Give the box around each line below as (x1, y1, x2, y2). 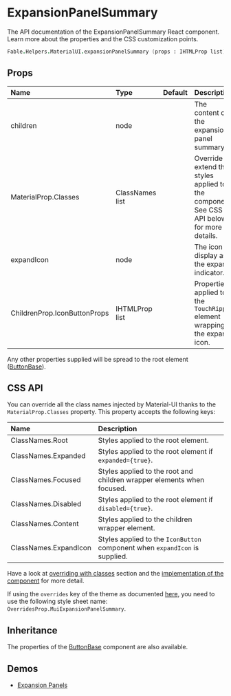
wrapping (194, 320, 225, 329)
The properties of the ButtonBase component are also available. (7, 643, 188, 651)
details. (194, 230, 218, 240)
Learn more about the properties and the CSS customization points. (7, 34, 199, 43)
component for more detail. (7, 576, 85, 585)
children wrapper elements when (98, 475, 205, 485)
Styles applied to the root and (98, 466, 194, 476)
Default (162, 87, 188, 97)
